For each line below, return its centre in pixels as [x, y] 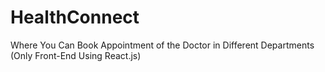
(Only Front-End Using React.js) [76, 55]
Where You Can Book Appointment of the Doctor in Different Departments [162, 45]
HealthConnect [75, 17]
